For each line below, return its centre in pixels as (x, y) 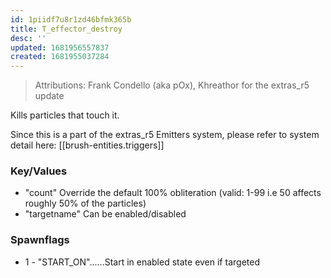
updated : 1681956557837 (60, 47)
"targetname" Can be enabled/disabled (105, 214)
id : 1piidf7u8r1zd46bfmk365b (71, 19)
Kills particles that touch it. (65, 115)
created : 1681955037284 (60, 57)
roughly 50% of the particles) (85, 203)
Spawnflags (40, 240)
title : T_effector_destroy (66, 29)
